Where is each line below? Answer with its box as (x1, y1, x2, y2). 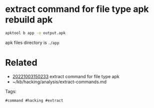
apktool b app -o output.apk (5, 30, 66, 35)
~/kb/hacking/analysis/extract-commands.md (12, 79, 107, 85)
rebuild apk (5, 14, 53, 25)
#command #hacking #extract (5, 98, 64, 103)
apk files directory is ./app (5, 39, 60, 45)
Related (5, 57, 37, 68)
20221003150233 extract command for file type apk (12, 73, 120, 79)
